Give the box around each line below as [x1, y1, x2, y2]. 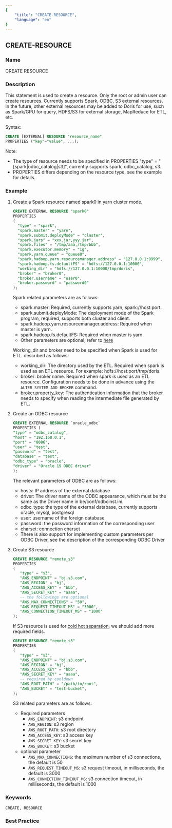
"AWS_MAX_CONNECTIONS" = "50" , [20, 599, 87, 605]
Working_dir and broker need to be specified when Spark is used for [12, 347, 158, 353]
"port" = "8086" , [12, 439, 50, 445]
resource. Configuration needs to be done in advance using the [20, 379, 155, 385]
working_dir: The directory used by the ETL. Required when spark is [20, 362, 164, 369]
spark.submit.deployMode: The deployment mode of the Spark [20, 310, 154, 316]
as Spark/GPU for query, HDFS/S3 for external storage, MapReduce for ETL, [5, 109, 167, 115]
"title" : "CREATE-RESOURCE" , [14, 12, 77, 17]
